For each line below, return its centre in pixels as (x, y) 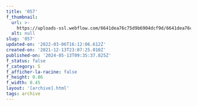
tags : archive (23, 94)
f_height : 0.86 (25, 77)
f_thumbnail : (22, 17)
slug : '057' (21, 39)
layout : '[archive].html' (38, 88)
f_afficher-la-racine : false (42, 72)
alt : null (23, 34)
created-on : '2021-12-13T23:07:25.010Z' (56, 50)
